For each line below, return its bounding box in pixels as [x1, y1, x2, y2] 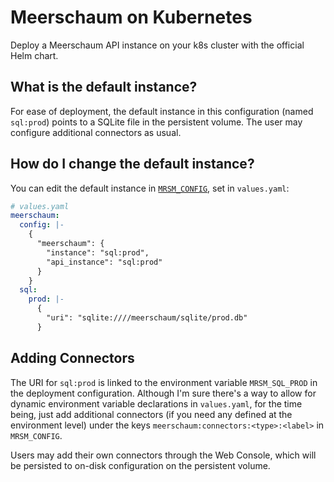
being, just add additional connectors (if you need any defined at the [10, 408, 293, 420]
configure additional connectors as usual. [10, 126, 182, 138]
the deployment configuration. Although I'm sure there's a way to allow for [10, 387, 317, 399]
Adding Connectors [10, 350, 135, 367]
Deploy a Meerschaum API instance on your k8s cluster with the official [10, 39, 305, 51]
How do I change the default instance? [10, 156, 255, 173]
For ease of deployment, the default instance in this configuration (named [10, 105, 314, 117]
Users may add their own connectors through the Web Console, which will [10, 449, 317, 461]
